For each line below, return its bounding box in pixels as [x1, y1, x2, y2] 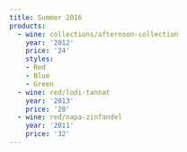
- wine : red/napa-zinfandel [17, 113, 123, 122]
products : [9, 21, 47, 30]
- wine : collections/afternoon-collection [17, 30, 179, 38]
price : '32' [25, 130, 70, 139]
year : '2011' [25, 122, 75, 131]
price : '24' [25, 46, 70, 55]
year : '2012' [25, 38, 75, 47]
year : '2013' [25, 96, 75, 106]
